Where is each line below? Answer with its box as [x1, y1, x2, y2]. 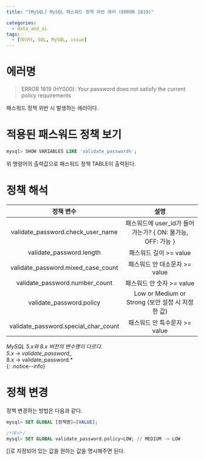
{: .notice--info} [6, 362, 46, 369]
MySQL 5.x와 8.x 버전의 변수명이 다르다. [6, 343, 103, 350]
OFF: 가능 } [144, 237, 175, 245]
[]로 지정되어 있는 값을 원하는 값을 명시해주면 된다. [6, 447, 126, 455]
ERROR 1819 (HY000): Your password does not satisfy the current [21, 86, 186, 93]
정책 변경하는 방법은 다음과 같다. [6, 407, 83, 414]
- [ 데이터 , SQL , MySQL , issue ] [12, 37, 87, 43]
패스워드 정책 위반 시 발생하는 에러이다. [6, 105, 99, 112]
